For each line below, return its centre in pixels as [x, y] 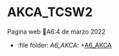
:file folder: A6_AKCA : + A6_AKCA [64, 45]
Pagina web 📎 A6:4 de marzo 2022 [56, 31]
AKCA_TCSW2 [50, 12]
